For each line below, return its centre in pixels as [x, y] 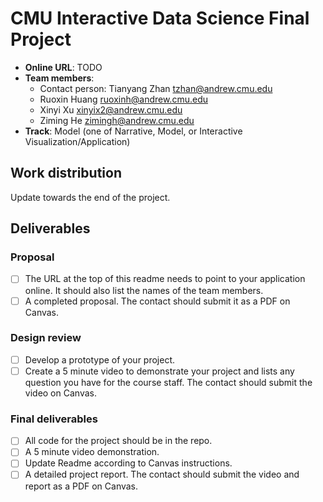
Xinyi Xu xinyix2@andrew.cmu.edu [111, 109]
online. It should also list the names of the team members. [144, 290]
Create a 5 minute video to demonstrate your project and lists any [159, 371]
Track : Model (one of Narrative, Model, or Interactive [133, 131]
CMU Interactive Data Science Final [160, 18]
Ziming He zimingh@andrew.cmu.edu [117, 120]
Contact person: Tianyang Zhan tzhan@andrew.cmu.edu [156, 88]
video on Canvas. [60, 393]
